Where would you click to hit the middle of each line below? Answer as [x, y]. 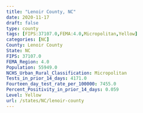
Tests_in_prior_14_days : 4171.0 [46, 78]
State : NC [19, 51]
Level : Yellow [24, 95]
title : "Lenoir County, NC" [41, 12]
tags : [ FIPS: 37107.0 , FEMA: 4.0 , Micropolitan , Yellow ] [72, 34]
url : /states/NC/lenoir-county [45, 100]
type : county [22, 28]
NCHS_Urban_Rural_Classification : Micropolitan [67, 73]
